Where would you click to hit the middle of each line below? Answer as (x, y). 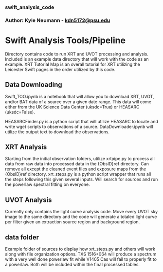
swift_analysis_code (30, 7)
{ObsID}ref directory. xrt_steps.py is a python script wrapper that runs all (78, 174)
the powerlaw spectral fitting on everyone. (47, 184)
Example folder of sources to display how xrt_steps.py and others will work (80, 249)
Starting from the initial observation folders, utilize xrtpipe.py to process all (80, 159)
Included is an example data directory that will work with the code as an (77, 59)
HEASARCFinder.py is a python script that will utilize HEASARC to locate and (81, 121)
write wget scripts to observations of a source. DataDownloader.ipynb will (79, 127)
